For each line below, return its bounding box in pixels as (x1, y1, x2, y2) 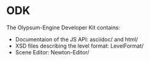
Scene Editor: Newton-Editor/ (15, 48, 90, 56)
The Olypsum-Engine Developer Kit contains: (6, 24, 121, 31)
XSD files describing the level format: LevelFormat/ (15, 42, 144, 49)
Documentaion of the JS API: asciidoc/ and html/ (15, 35, 138, 43)
